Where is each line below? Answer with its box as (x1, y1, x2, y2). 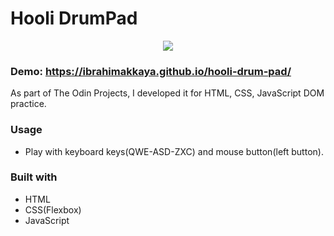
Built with (10, 170, 58, 184)
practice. (10, 98, 47, 110)
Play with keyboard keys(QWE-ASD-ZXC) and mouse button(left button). (24, 145, 324, 157)
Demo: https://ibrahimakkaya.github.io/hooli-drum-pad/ (10, 64, 292, 78)
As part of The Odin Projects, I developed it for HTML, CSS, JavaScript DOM (10, 87, 325, 99)
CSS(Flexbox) (24, 203, 82, 216)
